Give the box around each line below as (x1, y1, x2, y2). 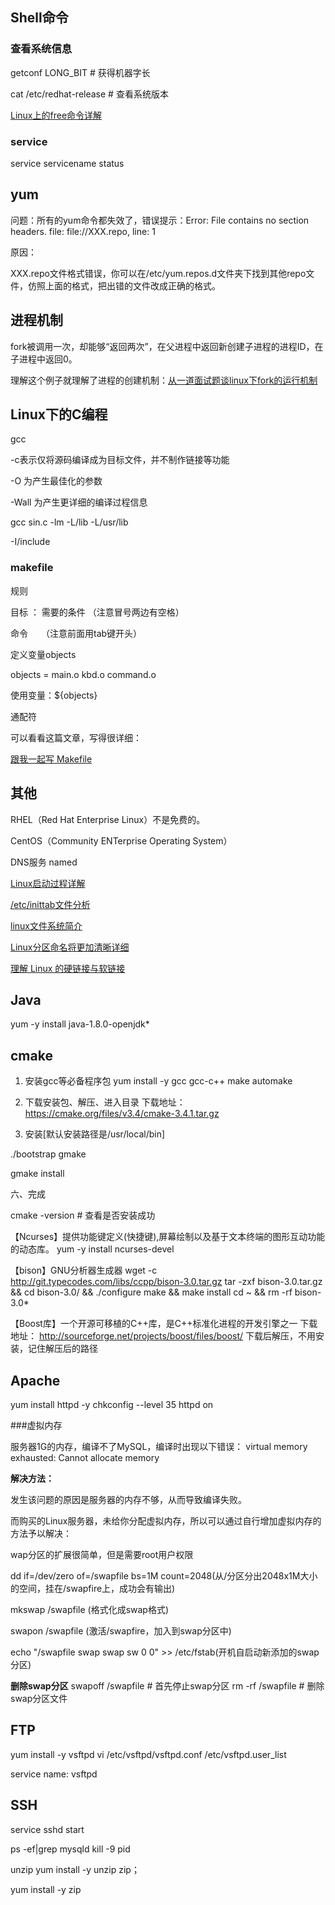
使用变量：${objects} (10, 689, 98, 701)
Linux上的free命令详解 (10, 109, 103, 121)
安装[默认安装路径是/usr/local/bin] (24, 1128, 166, 1140)
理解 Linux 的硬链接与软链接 (10, 962, 126, 974)
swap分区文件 (10, 1692, 68, 1704)
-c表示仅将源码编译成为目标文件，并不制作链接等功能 (10, 454, 230, 466)
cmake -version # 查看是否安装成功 (10, 1209, 156, 1222)
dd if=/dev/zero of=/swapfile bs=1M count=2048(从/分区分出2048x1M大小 (10, 1569, 318, 1582)
